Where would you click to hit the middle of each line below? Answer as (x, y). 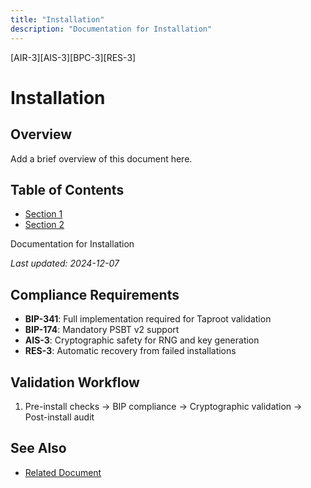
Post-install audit (59, 417)
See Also (38, 448)
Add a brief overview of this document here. (101, 158)
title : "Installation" (57, 19)
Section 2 (44, 225)
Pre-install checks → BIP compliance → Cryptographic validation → (163, 406)
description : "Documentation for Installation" (111, 29)
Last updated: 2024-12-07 (65, 263)
